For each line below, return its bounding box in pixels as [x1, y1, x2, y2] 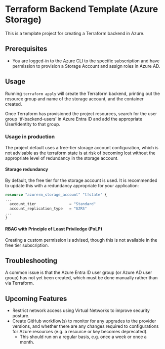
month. [19, 339, 35, 345]
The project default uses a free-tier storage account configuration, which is [5, 144, 159, 150]
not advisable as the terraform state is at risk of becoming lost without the [5, 150, 156, 156]
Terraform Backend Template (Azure [5, 3, 158, 15]
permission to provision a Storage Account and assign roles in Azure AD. [12, 63, 161, 69]
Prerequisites [5, 44, 47, 53]
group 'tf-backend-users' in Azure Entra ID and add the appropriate [5, 116, 142, 122]
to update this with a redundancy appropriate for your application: [5, 183, 139, 189]
